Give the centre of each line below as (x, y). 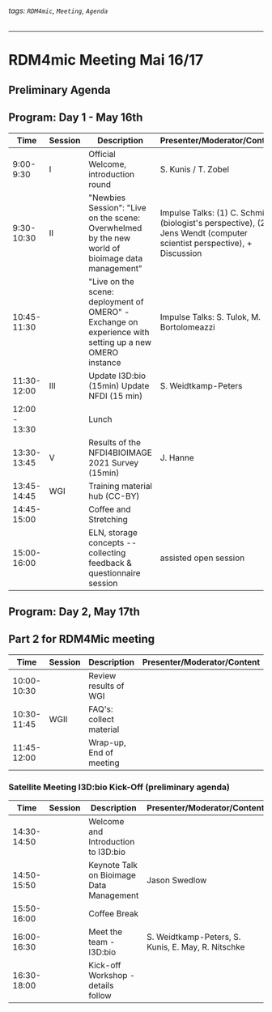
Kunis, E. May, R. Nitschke (196, 947)
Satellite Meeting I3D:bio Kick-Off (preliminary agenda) (119, 787)
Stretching (108, 519)
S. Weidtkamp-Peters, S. (194, 937)
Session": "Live (118, 207)
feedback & (110, 563)
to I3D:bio (107, 852)
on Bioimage (112, 875)
